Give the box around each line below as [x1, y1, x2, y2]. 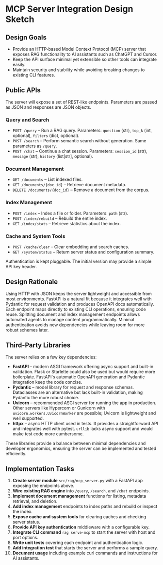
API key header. [5, 264, 37, 269]
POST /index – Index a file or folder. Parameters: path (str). [12, 210, 129, 216]
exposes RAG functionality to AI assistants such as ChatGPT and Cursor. [12, 51, 158, 57]
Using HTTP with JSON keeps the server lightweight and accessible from [5, 291, 152, 296]
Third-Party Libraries [5, 341, 71, 350]
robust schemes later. [5, 327, 49, 332]
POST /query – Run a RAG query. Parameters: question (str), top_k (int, [12, 128, 152, 134]
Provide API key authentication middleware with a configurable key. [12, 524, 150, 530]
